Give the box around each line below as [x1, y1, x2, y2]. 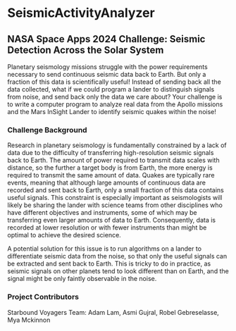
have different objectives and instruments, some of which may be [7, 208, 197, 217]
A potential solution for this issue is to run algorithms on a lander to [7, 244, 202, 253]
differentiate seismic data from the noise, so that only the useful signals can [7, 252, 228, 261]
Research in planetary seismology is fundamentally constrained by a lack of [7, 141, 227, 149]
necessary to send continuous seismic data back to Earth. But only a [7, 70, 206, 78]
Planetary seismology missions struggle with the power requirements [7, 63, 208, 71]
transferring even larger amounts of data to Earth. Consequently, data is [7, 216, 216, 225]
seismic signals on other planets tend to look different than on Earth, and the [7, 267, 229, 275]
